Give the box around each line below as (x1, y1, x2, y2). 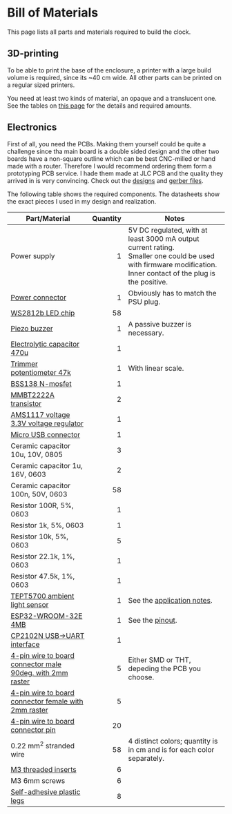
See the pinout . (128, 615, 177, 625)
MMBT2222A (10, 390, 55, 400)
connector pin (10, 725, 57, 735)
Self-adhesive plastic (10, 787, 81, 797)
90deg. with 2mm (10, 668, 68, 677)
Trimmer (10, 359, 38, 369)
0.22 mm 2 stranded (10, 739, 75, 750)
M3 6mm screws (10, 775, 66, 785)
